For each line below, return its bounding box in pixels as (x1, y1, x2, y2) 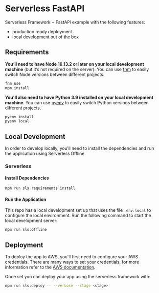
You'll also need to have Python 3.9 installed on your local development (5, 94, 154, 100)
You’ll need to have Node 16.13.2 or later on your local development (5, 61, 144, 67)
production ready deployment (12, 28, 72, 34)
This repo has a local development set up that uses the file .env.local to (5, 207, 151, 213)
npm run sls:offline (5, 227, 47, 232)
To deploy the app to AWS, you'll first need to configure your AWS (5, 253, 138, 260)
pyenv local (5, 119, 29, 124)
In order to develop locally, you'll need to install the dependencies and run (5, 146, 154, 151)
